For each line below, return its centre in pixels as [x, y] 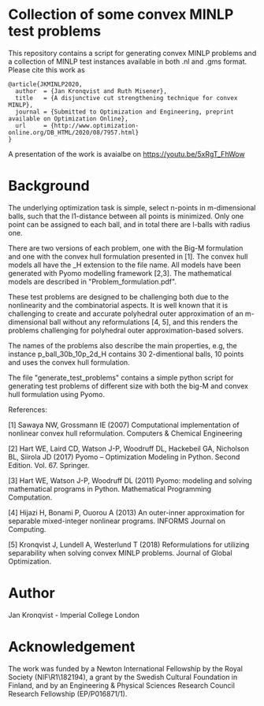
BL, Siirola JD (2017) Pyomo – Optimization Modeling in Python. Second [124, 457]
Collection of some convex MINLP [121, 15]
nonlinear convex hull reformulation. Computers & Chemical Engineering [125, 433]
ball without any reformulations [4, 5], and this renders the [143, 321]
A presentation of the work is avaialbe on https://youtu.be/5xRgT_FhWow [127, 154]
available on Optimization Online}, [68, 119]
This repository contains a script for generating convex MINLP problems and [132, 53]
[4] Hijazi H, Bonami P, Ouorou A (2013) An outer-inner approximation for [126, 512]
